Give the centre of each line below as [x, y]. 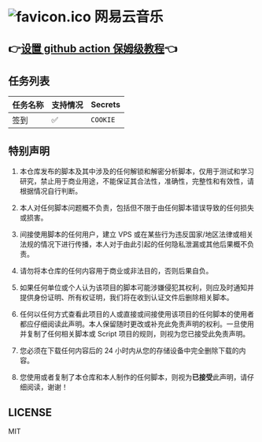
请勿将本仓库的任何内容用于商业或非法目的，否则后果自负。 [116, 271]
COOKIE [103, 120]
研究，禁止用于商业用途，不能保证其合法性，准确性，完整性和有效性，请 [137, 181]
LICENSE [30, 412]
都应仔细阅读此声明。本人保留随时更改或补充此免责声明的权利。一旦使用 [137, 324]
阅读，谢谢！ [47, 387]
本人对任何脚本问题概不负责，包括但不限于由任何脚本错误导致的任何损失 [137, 208]
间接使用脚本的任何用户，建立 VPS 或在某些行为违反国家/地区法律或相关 [137, 235]
